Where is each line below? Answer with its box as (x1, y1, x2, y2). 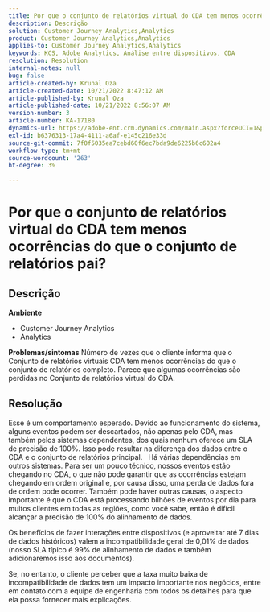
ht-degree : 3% (8, 162, 56, 170)
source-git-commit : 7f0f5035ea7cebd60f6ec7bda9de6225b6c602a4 (8, 139, 221, 147)
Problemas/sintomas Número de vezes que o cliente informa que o (8, 348, 233, 358)
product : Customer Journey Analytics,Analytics (8, 34, 171, 43)
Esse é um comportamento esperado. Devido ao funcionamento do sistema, (8, 418, 260, 428)
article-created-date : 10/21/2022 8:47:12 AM (8, 86, 163, 95)
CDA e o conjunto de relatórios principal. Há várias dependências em (8, 452, 241, 461)
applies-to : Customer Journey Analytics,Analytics (8, 42, 182, 50)
